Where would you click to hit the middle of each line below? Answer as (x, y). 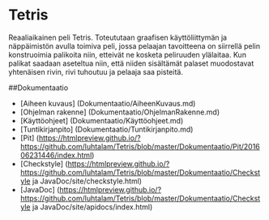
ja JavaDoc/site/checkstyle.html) (87, 181)
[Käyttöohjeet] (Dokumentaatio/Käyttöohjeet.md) (102, 120)
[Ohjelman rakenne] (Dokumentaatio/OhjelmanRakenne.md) (120, 112)
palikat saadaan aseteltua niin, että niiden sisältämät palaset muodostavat (131, 63)
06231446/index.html (56, 155)
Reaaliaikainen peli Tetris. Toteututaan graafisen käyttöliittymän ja (118, 37)
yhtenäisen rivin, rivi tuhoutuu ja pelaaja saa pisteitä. (96, 71)
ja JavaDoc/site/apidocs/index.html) (92, 207)
